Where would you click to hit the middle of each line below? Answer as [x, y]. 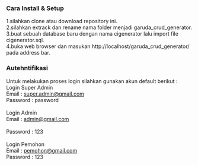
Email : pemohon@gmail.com [42, 150]
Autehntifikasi [27, 68]
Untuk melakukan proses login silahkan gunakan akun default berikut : [92, 81]
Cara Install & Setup [35, 8]
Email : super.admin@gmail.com [45, 94]
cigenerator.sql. [25, 40]
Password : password [33, 100]
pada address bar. [28, 53]
